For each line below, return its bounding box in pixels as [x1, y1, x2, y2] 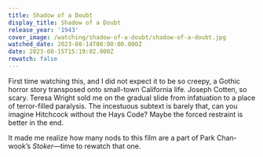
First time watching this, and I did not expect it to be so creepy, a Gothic [8, 76, 241, 86]
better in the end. [8, 118, 64, 127]
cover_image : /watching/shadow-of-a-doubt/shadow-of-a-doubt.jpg [8, 33, 226, 41]
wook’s [8, 141, 31, 151]
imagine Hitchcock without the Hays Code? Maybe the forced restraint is [8, 109, 243, 119]
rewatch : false [8, 55, 58, 63]
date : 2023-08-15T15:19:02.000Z [8, 48, 114, 55]
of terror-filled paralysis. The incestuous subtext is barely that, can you [8, 101, 238, 110]
